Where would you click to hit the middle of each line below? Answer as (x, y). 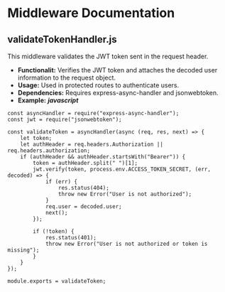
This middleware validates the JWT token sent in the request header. (108, 56)
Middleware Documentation (91, 13)
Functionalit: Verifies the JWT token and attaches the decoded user (117, 70)
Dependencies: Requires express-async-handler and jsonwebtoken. (118, 93)
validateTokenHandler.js (62, 39)
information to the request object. (66, 77)
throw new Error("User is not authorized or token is (126, 244)
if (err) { (61, 182)
